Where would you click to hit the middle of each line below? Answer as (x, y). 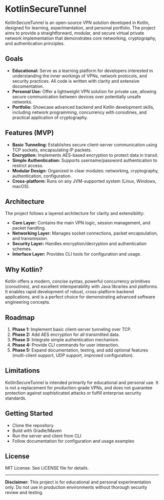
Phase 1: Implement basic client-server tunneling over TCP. (72, 329)
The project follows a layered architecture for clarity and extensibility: (75, 214)
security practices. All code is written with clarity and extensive (76, 81)
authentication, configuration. (42, 176)
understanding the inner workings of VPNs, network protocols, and (80, 76)
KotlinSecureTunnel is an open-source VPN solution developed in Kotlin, (77, 23)
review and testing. (24, 493)
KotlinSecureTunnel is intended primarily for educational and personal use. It (82, 382)
